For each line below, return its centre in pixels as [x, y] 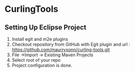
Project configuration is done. [42, 65]
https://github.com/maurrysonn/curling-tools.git [61, 50]
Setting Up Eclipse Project [45, 27]
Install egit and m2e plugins [40, 39]
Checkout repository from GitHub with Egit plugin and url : [71, 44]
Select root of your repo [36, 60]
